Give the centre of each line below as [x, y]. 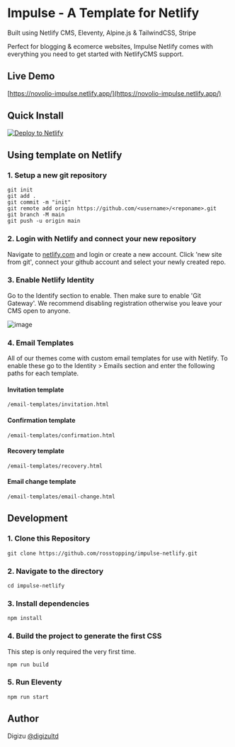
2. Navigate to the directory [56, 571]
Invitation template [36, 389]
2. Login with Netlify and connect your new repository [102, 239]
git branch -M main [36, 215]
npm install [25, 619]
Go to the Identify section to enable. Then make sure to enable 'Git [104, 295]
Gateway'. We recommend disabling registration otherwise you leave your [115, 303]
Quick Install [35, 116]
